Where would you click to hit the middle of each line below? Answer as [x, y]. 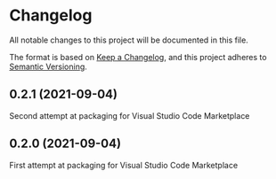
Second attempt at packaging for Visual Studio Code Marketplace [130, 115]
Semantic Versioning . [48, 66]
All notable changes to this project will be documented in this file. [129, 40]
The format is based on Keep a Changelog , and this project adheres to [138, 57]
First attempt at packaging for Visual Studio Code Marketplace [124, 165]
